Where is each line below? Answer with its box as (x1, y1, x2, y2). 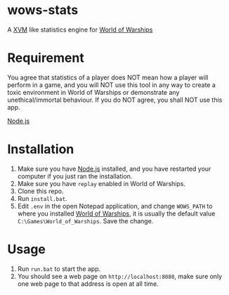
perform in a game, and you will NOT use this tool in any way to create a (7, 80, 216, 89)
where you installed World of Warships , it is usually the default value (17, 209, 216, 218)
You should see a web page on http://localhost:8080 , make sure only (17, 272, 223, 280)
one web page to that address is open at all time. (17, 280, 159, 288)
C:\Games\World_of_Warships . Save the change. (17, 216, 154, 225)
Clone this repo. (17, 187, 64, 195)
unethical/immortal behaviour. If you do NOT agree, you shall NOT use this (7, 96, 223, 104)
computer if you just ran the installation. (17, 171, 133, 181)
